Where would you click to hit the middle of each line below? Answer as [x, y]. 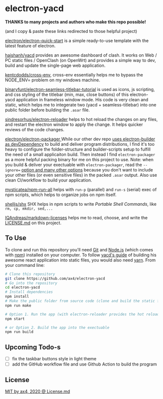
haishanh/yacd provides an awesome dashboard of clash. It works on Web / [81, 55]
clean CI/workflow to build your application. [49, 180]
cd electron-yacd [23, 288]
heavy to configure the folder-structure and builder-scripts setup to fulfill [78, 149]
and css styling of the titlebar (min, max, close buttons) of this [67, 94]
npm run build [19, 332]
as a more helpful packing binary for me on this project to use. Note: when [79, 159]
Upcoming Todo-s [33, 347]
